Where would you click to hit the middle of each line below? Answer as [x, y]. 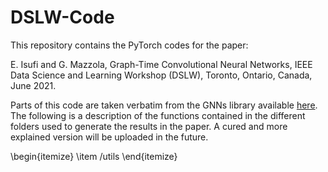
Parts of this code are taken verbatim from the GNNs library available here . [164, 105]
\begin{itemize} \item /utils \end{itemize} [94, 156]
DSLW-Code [62, 17]
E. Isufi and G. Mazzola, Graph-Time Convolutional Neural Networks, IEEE [161, 64]
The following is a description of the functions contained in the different [158, 115]
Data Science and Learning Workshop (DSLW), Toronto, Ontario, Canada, [161, 75]
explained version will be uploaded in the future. [109, 137]
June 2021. [33, 85]
